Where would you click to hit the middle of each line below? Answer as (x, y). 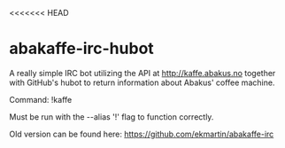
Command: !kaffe (41, 99)
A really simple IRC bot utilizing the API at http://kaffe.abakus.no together (142, 73)
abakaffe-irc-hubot (82, 49)
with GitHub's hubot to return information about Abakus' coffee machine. (142, 82)
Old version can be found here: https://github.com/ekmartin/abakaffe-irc (142, 134)
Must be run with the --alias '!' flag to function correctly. (112, 117)
